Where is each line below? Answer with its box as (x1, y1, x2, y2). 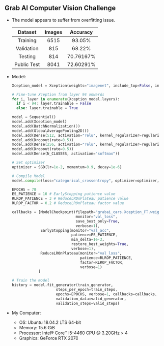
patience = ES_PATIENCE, (71, 232, 118, 238)
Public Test (14, 61, 40, 68)
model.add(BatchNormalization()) (11, 124, 81, 128)
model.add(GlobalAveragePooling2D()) (11, 128, 89, 133)
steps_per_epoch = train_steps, (55, 287, 118, 292)
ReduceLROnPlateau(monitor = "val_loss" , (40, 251, 122, 255)
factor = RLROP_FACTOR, (80, 260, 124, 265)
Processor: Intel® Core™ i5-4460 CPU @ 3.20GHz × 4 (19, 330, 128, 336)
